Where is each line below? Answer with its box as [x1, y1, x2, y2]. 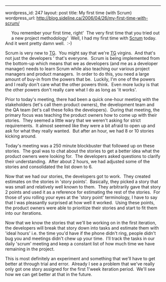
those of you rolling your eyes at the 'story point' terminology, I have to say [5, 194, 158, 200]
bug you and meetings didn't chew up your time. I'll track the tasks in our [5, 235, 155, 241]
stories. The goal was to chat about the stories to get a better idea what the [5, 148, 160, 154]
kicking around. [5, 133, 37, 139]
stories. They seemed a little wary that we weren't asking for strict [5, 117, 141, 123]
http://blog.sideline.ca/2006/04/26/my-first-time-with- [36, 15, 148, 21]
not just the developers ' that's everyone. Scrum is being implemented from [5, 55, 160, 61]
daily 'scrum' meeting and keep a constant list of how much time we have [5, 241, 155, 246]
